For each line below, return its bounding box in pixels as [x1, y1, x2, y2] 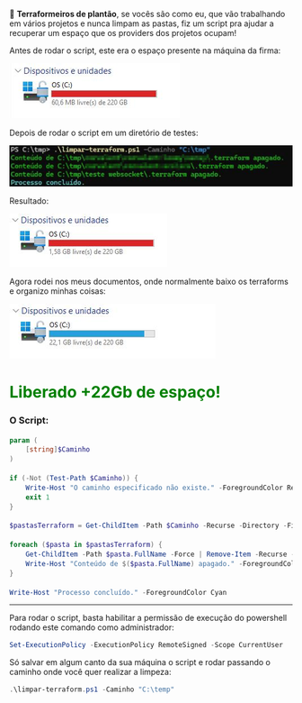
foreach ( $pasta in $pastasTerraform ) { [9, 541, 164, 550]
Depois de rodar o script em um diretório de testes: [9, 127, 199, 138]
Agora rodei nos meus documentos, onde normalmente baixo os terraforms [9, 276, 289, 288]
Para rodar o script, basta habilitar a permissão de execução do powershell [9, 613, 288, 624]
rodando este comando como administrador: [9, 622, 174, 633]
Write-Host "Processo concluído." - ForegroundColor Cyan [9, 588, 227, 597]
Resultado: [9, 196, 49, 206]
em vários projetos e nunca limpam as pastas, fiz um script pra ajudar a [9, 18, 274, 29]
